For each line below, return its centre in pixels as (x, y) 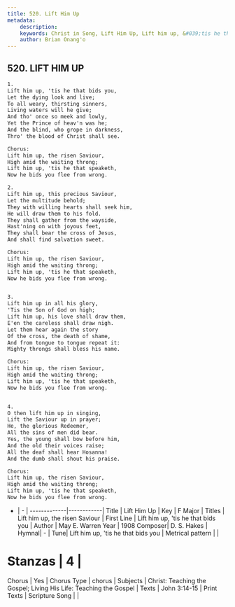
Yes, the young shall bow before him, (64, 439)
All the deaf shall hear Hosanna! (58, 452)
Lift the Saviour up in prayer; (54, 420)
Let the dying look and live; (51, 97)
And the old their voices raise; (56, 445)
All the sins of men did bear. (53, 433)
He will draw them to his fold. (54, 214)
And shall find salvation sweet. (56, 240)
